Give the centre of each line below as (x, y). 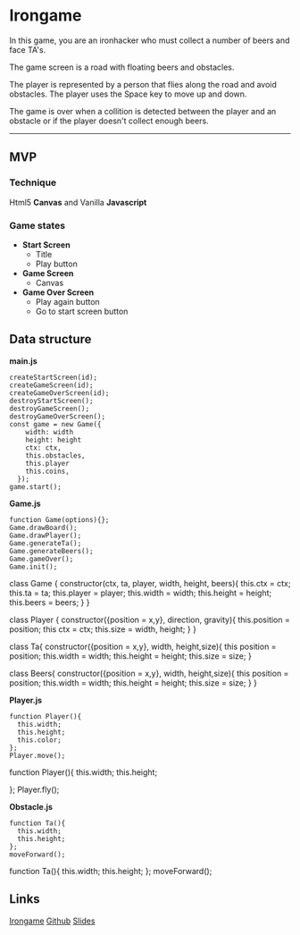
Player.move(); (37, 755)
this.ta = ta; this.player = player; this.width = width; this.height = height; (141, 593)
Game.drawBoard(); (43, 527)
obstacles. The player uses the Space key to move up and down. (128, 94)
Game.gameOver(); (42, 559)
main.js (23, 361)
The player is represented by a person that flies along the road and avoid (143, 84)
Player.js (26, 700)
